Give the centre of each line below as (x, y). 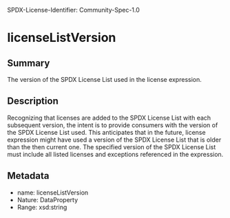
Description (33, 101)
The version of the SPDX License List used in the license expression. (104, 79)
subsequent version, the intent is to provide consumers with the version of (113, 125)
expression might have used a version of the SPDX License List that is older (114, 140)
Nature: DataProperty (48, 199)
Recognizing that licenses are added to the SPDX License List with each (109, 118)
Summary (29, 63)
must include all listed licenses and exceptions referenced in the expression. (115, 154)
